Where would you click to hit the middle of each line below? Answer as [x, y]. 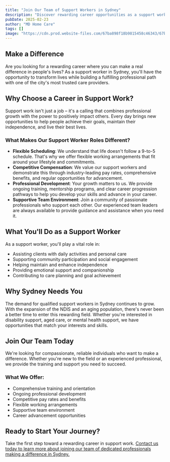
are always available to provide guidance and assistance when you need [88, 210]
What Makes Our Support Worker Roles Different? [68, 140]
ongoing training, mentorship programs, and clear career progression [85, 189]
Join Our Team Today [40, 341]
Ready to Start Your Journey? [53, 431]
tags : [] [14, 29]
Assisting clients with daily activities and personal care [70, 254]
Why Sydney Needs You [44, 292]
